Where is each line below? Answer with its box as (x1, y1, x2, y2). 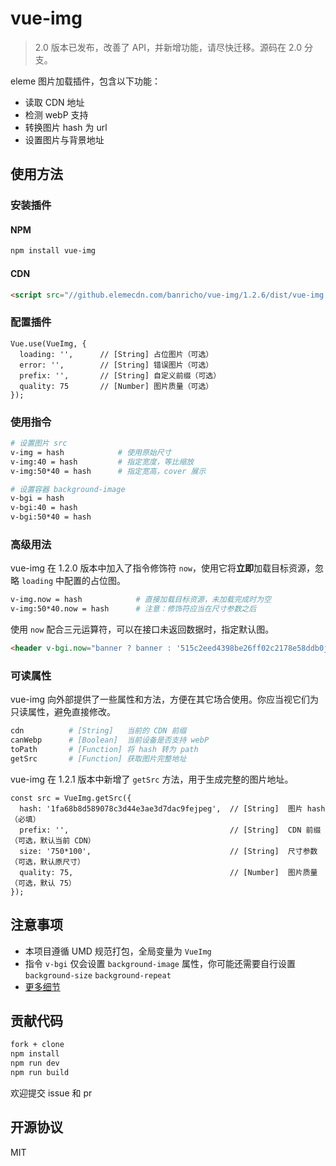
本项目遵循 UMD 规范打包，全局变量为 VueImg (24, 945, 212, 957)
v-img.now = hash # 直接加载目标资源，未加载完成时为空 (10, 595, 272, 605)
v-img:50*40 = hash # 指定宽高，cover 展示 (10, 466, 207, 476)
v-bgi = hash (10, 493, 65, 504)
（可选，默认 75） (10, 878, 77, 888)
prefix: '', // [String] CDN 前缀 (19, 825, 322, 835)
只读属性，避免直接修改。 (10, 706, 116, 718)
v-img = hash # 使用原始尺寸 (10, 447, 172, 457)
